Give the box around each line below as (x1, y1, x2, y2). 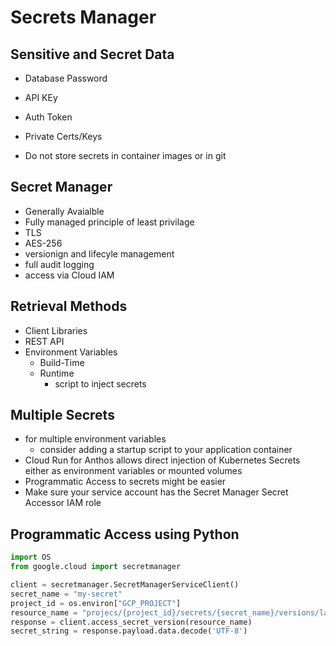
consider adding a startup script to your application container (39, 444, 293, 456)
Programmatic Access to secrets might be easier (24, 476, 227, 488)
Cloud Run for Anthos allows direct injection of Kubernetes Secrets (24, 454, 301, 466)
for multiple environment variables (24, 433, 167, 445)
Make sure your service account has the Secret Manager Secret (24, 486, 289, 498)
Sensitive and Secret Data (10, 46, 175, 63)
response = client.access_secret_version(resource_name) (10, 617, 253, 627)
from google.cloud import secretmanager (10, 562, 182, 572)
